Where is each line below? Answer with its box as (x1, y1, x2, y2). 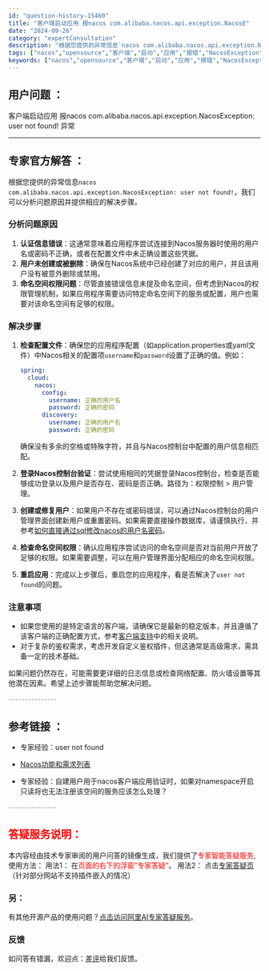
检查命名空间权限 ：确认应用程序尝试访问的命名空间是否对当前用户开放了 (19, 542, 259, 552)
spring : (19, 366, 46, 375)
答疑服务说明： (8, 828, 82, 841)
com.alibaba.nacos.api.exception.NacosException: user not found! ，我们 (8, 187, 256, 196)
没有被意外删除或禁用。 (26, 268, 105, 278)
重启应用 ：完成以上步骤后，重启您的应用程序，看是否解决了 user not (19, 570, 246, 579)
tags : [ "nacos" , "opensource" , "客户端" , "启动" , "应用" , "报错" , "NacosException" (8, 49, 263, 57)
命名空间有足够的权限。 (41, 298, 118, 308)
